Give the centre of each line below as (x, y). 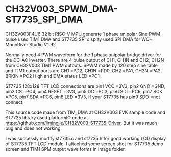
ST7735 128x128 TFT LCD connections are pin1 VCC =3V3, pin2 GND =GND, (86, 86)
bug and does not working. (34, 128)
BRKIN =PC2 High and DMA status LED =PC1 (52, 76)
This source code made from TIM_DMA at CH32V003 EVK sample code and (86, 112)
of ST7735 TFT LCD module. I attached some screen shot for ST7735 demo (84, 144)
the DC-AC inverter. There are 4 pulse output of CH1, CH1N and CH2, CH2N (85, 60)
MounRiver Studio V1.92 (31, 44)
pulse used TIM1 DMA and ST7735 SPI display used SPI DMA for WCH (79, 39)
